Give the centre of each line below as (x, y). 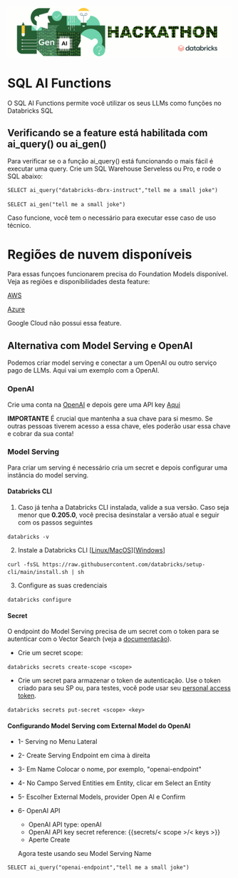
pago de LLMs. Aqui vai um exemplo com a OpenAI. (83, 370)
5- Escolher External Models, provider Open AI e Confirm (102, 797)
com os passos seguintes (55, 523)
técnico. (19, 226)
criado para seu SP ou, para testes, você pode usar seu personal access (124, 688)
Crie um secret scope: (50, 653)
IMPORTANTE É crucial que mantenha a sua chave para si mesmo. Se (110, 418)
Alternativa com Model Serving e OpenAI (100, 345)
